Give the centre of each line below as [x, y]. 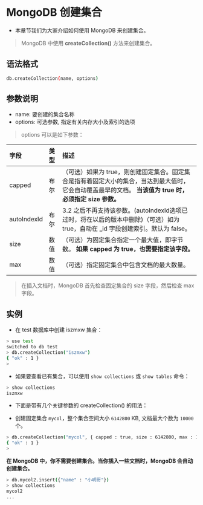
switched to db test [32, 347]
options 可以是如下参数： [52, 135]
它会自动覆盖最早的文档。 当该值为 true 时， [125, 190]
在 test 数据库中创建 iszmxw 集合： [59, 330]
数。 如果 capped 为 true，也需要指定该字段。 [128, 249]
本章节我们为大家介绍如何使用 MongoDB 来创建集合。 [82, 30]
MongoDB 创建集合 [54, 12]
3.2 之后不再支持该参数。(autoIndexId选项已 [125, 210]
